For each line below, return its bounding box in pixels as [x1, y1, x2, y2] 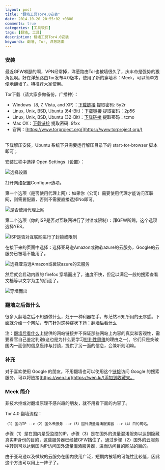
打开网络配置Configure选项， [5, 180, 64, 186]
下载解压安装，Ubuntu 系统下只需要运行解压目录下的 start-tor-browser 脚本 [5, 142, 158, 148]
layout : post [5, 7, 32, 12]
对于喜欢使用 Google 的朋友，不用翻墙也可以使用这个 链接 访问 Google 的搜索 [5, 368, 160, 374]
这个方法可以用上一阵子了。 [5, 459, 61, 466]
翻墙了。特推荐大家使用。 [13, 81, 65, 87]
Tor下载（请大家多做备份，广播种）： [5, 92, 79, 98]
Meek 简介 [5, 388, 30, 395]
